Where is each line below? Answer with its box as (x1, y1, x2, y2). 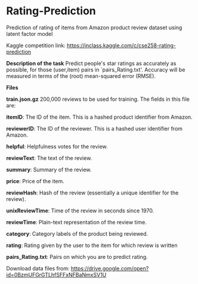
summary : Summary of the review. (6, 166, 92, 173)
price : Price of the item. (6, 177, 64, 184)
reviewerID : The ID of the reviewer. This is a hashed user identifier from (6, 125, 183, 132)
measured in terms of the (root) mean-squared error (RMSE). (6, 72, 156, 79)
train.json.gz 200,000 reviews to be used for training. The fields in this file (6, 95, 190, 103)
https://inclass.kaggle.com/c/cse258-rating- (66, 42, 176, 49)
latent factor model (6, 30, 53, 37)
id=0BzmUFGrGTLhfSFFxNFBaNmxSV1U (6, 271, 107, 278)
